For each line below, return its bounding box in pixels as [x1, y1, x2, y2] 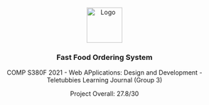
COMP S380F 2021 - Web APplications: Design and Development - [6, 68, 203, 77]
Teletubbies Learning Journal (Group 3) [46, 76, 163, 85]
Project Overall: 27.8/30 [70, 89, 139, 98]
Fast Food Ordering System [56, 52, 153, 62]
